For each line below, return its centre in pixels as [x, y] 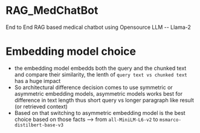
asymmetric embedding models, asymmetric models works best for [98, 93]
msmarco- [170, 120]
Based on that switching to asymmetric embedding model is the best [100, 113]
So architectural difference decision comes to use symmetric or [93, 87]
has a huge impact [37, 81]
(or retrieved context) [41, 107]
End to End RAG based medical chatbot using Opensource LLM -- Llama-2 [98, 27]
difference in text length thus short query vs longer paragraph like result [104, 100]
